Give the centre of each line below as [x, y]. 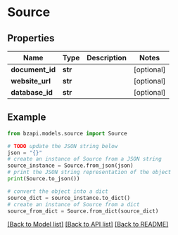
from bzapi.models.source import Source [68, 133]
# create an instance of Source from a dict [74, 204]
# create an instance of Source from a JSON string [84, 159]
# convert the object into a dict [58, 191]
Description [107, 58]
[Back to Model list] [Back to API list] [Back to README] [88, 224]
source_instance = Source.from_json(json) [70, 166]
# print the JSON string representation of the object [89, 173]
